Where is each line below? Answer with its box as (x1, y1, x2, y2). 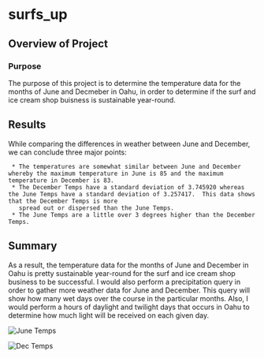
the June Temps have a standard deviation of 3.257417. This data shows (8, 190, 256, 198)
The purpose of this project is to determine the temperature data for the (8, 78, 241, 88)
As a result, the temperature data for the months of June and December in (8, 260, 249, 270)
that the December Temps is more (8, 197, 118, 205)
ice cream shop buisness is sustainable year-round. (8, 95, 176, 104)
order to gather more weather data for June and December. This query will (8, 285, 251, 295)
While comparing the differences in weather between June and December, (8, 139, 251, 148)
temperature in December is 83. (8, 176, 114, 185)
